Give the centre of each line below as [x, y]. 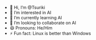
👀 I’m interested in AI [30, 13]
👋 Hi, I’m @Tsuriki [27, 7]
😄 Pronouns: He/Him [31, 28]
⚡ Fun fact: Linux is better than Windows [50, 33]
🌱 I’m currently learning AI [36, 18]
